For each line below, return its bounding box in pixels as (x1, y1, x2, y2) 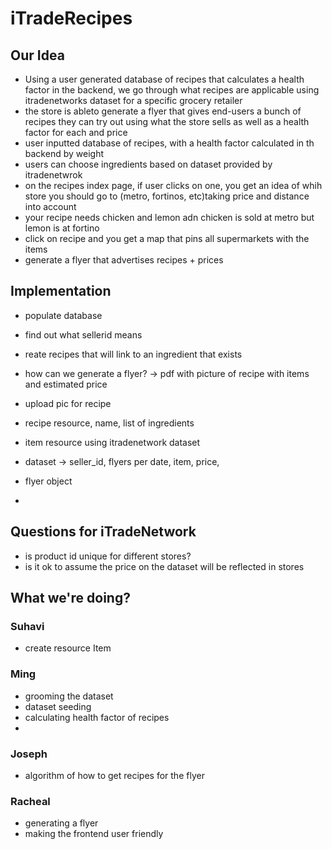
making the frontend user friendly (24, 828, 164, 840)
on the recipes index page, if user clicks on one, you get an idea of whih (24, 180, 323, 191)
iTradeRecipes (10, 7, 133, 30)
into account (24, 201, 77, 212)
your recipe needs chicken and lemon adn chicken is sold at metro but (24, 212, 315, 223)
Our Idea (10, 47, 65, 64)
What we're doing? (10, 590, 131, 607)
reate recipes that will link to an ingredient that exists (24, 348, 243, 360)
